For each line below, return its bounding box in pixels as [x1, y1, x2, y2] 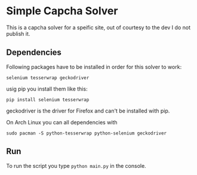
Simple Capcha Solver [6, 4, 118, 18]
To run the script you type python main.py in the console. [6, 162, 146, 169]
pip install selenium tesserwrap [6, 96, 90, 102]
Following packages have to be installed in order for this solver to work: [6, 63, 182, 70]
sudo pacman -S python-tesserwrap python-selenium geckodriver [6, 130, 167, 136]
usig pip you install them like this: [6, 85, 88, 92]
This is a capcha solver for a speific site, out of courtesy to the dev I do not [6, 24, 191, 31]
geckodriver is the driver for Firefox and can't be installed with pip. [6, 107, 170, 114]
